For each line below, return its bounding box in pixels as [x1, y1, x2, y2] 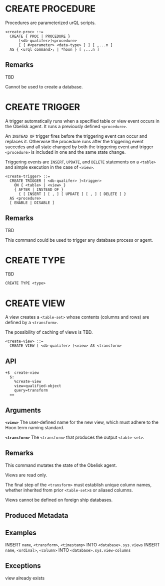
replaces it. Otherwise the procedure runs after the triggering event [5, 138, 144, 144]
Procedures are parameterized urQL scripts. [5, 20, 96, 26]
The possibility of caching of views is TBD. [5, 329, 93, 335]
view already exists [5, 575, 45, 581]
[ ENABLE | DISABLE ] [9, 200, 55, 205]
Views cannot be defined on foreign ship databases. [5, 497, 113, 503]
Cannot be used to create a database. [5, 83, 83, 89]
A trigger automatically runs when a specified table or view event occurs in [5, 118, 160, 124]
